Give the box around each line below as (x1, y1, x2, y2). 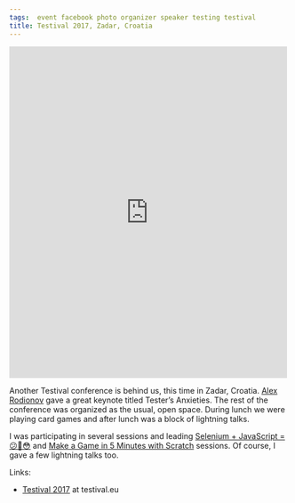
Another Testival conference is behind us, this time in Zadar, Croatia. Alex (9, 385, 278, 395)
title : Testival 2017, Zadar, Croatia (9, 21, 153, 30)
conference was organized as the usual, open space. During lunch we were (9, 403, 286, 414)
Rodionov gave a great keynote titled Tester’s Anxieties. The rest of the (9, 395, 268, 405)
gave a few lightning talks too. (9, 450, 119, 460)
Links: (9, 467, 31, 477)
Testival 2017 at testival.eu (21, 483, 120, 494)
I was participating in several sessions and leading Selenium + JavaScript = (9, 430, 286, 441)
